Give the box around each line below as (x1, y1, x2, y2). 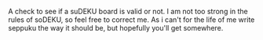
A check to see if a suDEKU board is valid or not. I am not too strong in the (8, 7, 249, 16)
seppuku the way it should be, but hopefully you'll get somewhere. (8, 24, 224, 32)
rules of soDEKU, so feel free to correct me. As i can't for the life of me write (8, 15, 255, 24)
